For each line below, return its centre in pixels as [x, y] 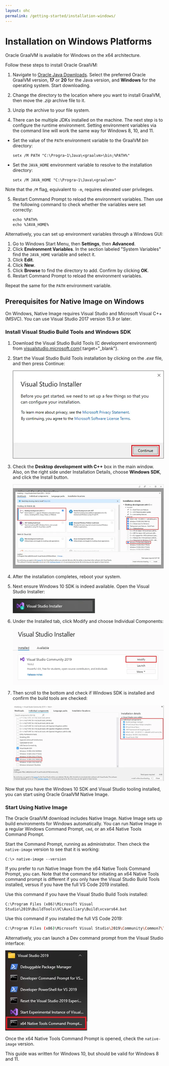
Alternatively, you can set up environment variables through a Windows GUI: [84, 234]
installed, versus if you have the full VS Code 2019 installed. [67, 884]
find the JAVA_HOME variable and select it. [54, 254]
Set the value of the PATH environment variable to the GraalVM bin [80, 140]
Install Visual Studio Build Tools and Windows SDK [68, 332]
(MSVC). [14, 319]
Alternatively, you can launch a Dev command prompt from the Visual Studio [84, 938]
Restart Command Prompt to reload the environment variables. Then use [88, 199]
